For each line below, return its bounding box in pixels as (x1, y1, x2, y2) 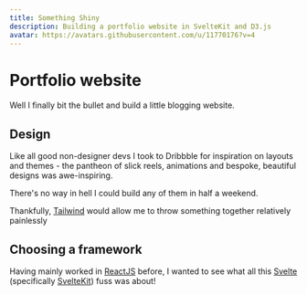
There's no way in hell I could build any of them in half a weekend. (9, 188, 259, 199)
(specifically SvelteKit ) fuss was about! (9, 275, 156, 286)
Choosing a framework (9, 241, 143, 257)
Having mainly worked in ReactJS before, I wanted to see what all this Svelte (9, 266, 298, 277)
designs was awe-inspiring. (9, 170, 113, 181)
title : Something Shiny (9, 13, 101, 23)
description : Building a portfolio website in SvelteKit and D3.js (9, 22, 272, 31)
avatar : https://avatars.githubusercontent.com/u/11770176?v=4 (9, 30, 256, 39)
